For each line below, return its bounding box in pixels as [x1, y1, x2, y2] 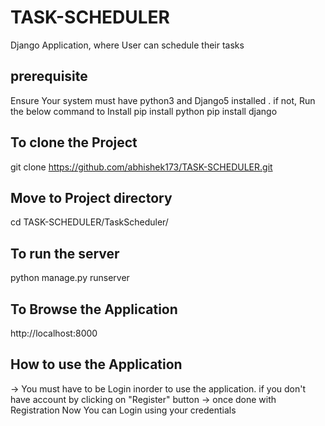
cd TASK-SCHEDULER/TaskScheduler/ [10, 216, 169, 228]
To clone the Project [10, 134, 138, 151]
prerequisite [10, 68, 88, 85]
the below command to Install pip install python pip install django [10, 105, 278, 117]
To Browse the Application [10, 301, 178, 318]
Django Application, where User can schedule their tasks [10, 39, 245, 51]
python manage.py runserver [10, 272, 130, 284]
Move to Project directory [10, 189, 173, 206]
